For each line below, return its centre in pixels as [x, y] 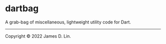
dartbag [22, 9]
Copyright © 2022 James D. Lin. [38, 36]
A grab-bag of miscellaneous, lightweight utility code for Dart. [68, 22]
